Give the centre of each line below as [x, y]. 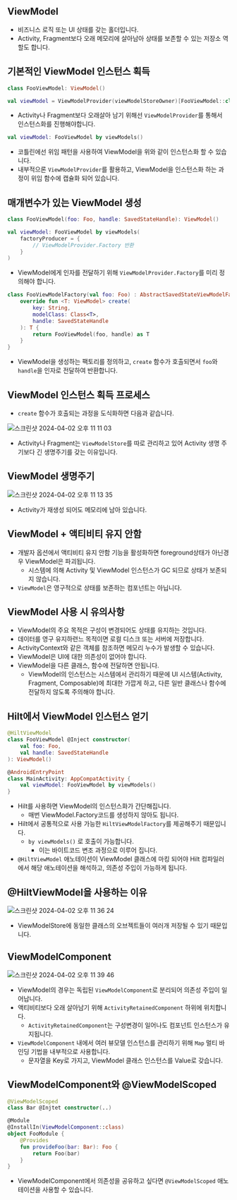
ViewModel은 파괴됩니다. [60, 561]
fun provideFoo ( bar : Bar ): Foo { [69, 1147]
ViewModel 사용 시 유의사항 [66, 612]
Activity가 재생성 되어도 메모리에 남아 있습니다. [82, 509]
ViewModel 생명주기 [51, 477]
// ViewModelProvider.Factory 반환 [83, 245]
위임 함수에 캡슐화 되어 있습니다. [75, 178]
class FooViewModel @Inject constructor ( [69, 740]
